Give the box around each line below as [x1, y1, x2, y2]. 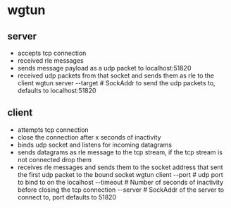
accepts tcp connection [17, 49, 87, 57]
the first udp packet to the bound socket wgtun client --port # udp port [17, 170, 223, 178]
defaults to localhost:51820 [17, 87, 96, 94]
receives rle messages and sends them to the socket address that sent [17, 163, 223, 171]
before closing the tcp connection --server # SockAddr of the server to [17, 185, 224, 194]
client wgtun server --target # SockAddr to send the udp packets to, [17, 79, 216, 87]
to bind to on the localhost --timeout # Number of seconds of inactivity [17, 178, 224, 186]
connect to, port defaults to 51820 [17, 192, 117, 201]
